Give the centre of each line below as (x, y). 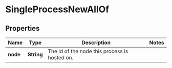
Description (96, 43)
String (35, 54)
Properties (23, 28)
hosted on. (61, 58)
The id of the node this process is (88, 51)
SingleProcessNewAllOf (57, 9)
